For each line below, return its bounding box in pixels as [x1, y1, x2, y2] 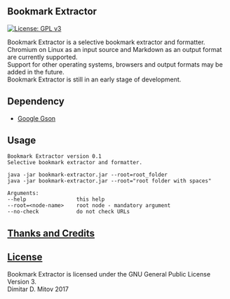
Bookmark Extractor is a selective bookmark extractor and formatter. [7, 38, 205, 46]
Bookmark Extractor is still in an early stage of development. [7, 75, 182, 84]
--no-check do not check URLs [7, 208, 130, 215]
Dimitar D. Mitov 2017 [7, 284, 69, 293]
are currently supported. [7, 53, 78, 61]
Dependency [7, 95, 65, 107]
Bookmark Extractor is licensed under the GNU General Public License [7, 270, 211, 278]
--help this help [7, 196, 105, 203]
